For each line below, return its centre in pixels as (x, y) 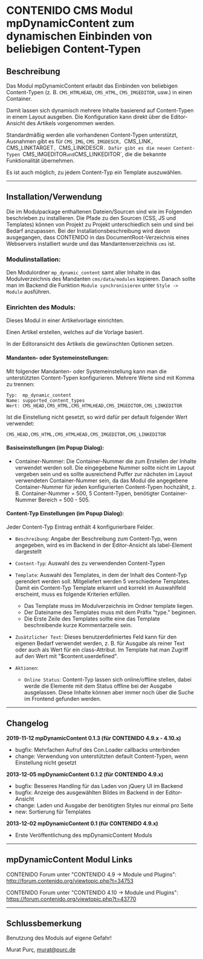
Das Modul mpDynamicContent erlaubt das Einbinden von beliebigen (92, 86)
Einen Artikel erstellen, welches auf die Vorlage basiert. (75, 332)
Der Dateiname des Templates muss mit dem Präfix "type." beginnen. (110, 612)
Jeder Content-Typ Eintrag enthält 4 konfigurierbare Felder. (80, 527)
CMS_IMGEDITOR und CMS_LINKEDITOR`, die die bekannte (94, 154)
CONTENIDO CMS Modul (69, 11)
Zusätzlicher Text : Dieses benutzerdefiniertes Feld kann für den (96, 637)
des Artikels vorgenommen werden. (71, 123)
